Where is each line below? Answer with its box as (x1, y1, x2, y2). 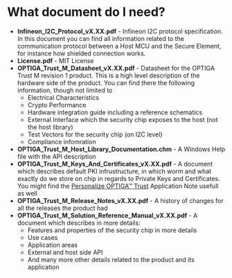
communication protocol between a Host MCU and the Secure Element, (17, 42, 222, 50)
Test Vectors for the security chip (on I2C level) (27, 130, 163, 139)
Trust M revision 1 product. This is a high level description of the (17, 71, 200, 80)
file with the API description (17, 152, 96, 160)
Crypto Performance (27, 101, 87, 109)
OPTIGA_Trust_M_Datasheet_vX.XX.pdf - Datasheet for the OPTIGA (17, 64, 215, 72)
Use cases (27, 233, 58, 241)
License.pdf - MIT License (17, 56, 94, 64)
